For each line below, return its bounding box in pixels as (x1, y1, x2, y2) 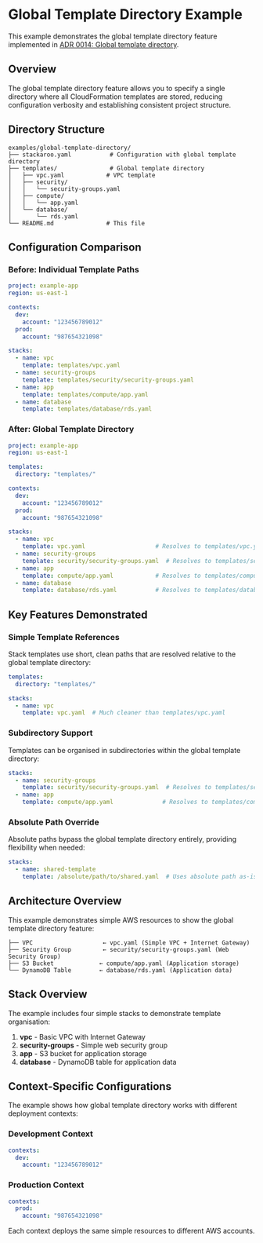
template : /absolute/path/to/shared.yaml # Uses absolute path (22, 873, 236, 881)
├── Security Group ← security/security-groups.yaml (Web (8, 945, 229, 953)
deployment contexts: (8, 1109, 78, 1118)
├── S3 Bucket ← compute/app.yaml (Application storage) (8, 960, 240, 967)
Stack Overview (8, 988, 88, 1001)
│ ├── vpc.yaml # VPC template (8, 171, 156, 179)
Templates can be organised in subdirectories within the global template (8, 745, 241, 755)
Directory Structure (8, 123, 106, 137)
